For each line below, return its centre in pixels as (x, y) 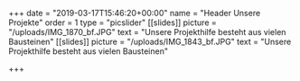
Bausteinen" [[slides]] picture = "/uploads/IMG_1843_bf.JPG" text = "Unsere (150, 41)
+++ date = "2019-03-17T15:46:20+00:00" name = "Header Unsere (135, 13)
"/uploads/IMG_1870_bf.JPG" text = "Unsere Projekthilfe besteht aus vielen (147, 32)
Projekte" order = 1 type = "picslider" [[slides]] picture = (113, 22)
